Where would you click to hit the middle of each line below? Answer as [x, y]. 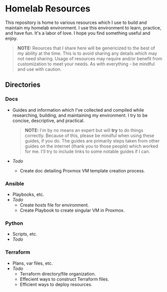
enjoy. [11, 38]
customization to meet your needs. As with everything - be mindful [86, 64]
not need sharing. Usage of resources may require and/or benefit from [90, 58]
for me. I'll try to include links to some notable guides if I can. [87, 151]
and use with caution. [39, 69]
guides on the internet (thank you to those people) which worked [91, 146]
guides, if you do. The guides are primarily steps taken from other [92, 141]
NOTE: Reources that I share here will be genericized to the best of [86, 48]
